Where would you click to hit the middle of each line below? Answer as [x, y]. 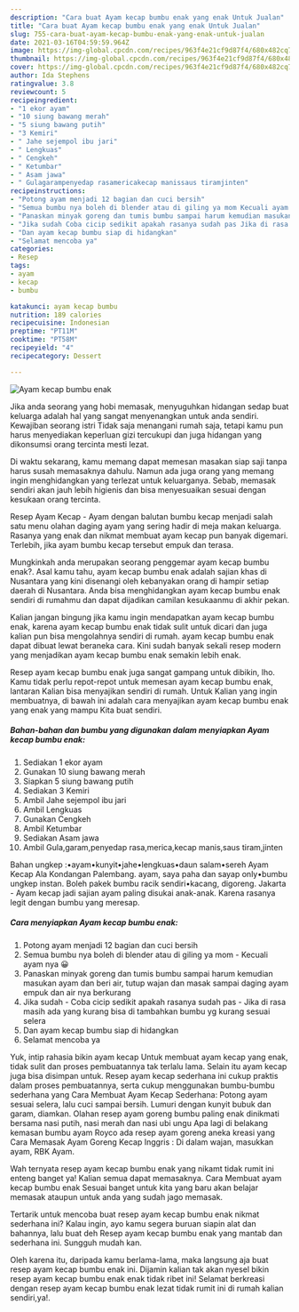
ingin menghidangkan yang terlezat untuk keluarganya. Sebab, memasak [143, 480]
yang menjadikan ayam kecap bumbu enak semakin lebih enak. [126, 655]
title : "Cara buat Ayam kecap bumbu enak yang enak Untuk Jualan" [135, 26]
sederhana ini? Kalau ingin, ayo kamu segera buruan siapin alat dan [133, 1223]
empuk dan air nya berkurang [77, 992]
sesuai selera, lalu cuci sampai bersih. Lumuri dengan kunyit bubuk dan [141, 1104]
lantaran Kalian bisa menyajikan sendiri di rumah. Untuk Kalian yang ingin [144, 691]
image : [22, 51]
